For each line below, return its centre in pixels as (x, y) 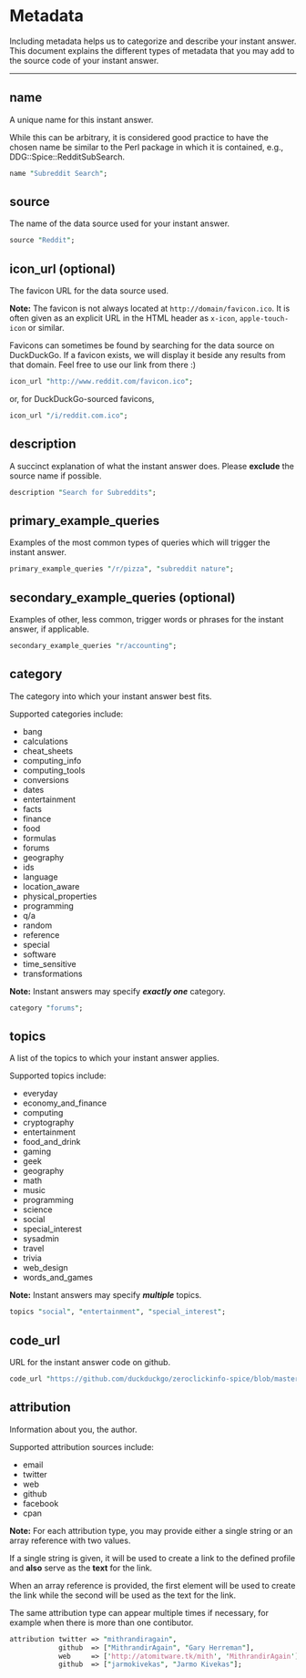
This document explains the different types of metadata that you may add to (152, 50)
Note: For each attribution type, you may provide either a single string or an (151, 1530)
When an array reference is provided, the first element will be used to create (153, 1585)
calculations (45, 741)
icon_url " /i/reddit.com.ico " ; (69, 416)
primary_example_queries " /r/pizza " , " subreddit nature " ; (122, 569)
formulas (39, 838)
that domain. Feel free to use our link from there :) (103, 365)
